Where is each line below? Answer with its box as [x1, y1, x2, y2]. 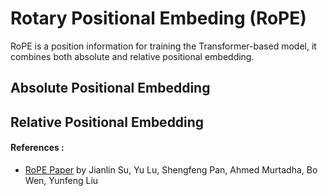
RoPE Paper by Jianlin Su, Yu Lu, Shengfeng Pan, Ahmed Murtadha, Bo [24, 163, 318, 176]
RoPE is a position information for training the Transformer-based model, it [10, 40, 317, 52]
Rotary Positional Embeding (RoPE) [10, 7, 307, 30]
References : [10, 142, 65, 154]
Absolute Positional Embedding [10, 80, 211, 97]
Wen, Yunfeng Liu [24, 174, 99, 186]
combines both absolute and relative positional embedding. [10, 50, 255, 62]
